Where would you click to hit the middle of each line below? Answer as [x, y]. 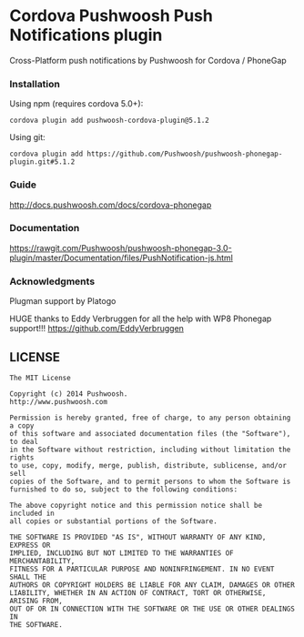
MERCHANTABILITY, [42, 561]
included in [32, 513]
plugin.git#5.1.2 [42, 162]
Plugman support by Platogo [63, 301]
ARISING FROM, [36, 601]
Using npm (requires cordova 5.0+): [76, 104]
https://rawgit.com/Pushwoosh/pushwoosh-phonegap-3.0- [121, 248]
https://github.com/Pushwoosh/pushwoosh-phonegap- [185, 154]
